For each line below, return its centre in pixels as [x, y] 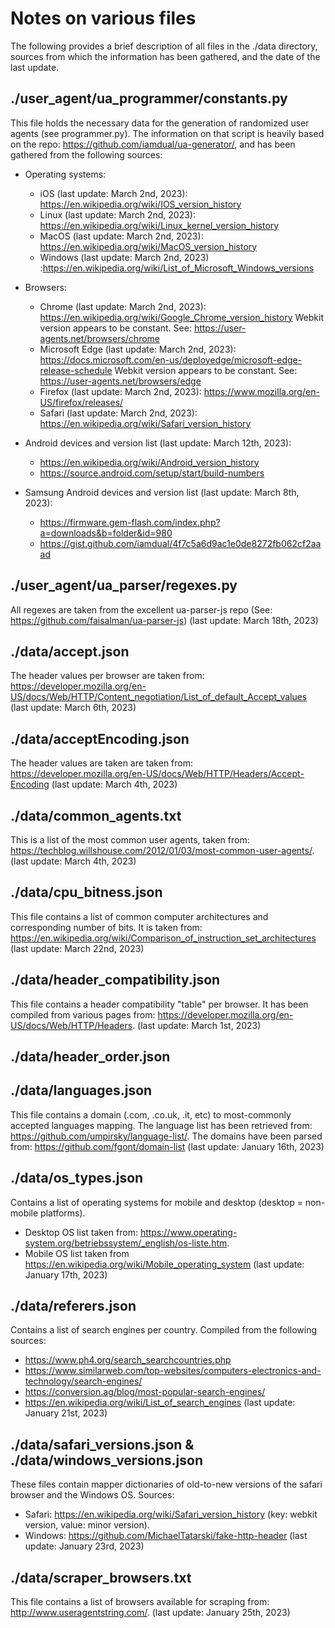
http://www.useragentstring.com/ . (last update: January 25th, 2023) [150, 1613]
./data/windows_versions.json [106, 1460]
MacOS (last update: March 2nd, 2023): [121, 236]
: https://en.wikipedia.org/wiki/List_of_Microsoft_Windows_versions [177, 268]
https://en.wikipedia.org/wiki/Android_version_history [149, 462]
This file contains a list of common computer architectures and [139, 916]
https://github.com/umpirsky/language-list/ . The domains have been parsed [166, 1136]
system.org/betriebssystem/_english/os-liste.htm [126, 1243]
